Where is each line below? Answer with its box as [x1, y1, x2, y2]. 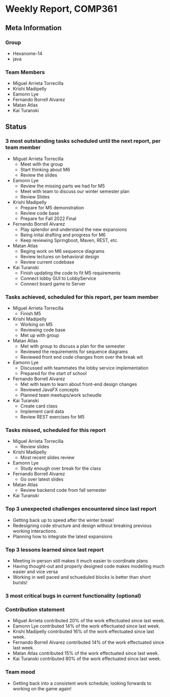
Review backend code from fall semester [20, 487, 107, 493]
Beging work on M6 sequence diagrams [20, 248, 105, 254]
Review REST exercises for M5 [20, 414, 85, 420]
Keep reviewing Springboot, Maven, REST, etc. [20, 237, 118, 243]
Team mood [5, 668, 36, 676]
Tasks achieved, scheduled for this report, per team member [5, 293, 159, 300]
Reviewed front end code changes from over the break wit [20, 354, 143, 360]
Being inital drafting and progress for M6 [20, 231, 106, 238]
